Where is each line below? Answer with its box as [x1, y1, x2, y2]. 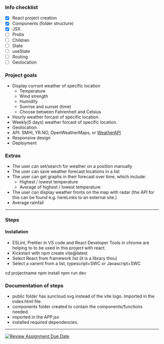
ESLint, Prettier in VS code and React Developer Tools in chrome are [12, 239, 150, 246]
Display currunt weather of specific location [12, 83, 101, 89]
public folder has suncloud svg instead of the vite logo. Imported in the [12, 293, 155, 299]
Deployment [12, 140, 37, 146]
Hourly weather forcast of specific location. [12, 114, 100, 120]
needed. [12, 309, 29, 315]
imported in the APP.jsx [12, 314, 60, 320]
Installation [5, 229, 28, 234]
